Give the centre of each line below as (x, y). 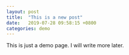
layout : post (23, 12)
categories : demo (28, 28)
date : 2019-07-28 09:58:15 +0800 (51, 23)
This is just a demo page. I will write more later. (65, 45)
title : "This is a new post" (45, 17)
